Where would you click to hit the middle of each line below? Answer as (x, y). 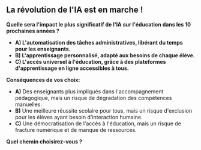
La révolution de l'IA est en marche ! (75, 10)
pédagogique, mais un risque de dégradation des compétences (93, 98)
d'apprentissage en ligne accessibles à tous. (72, 68)
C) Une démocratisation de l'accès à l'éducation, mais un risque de (98, 123)
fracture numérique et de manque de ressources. (76, 130)
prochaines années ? (33, 31)
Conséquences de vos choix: (43, 80)
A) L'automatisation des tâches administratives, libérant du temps (99, 42)
